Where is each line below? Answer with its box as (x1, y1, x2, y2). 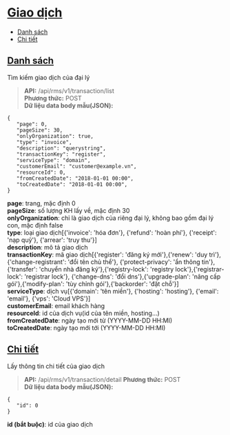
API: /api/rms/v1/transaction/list (23, 86, 115, 94)
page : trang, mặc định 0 (7, 199, 76, 208)
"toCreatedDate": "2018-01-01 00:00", (16, 181, 128, 188)
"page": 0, (16, 121, 48, 128)
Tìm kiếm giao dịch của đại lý (7, 73, 90, 81)
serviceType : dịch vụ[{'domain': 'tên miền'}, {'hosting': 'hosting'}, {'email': (7, 287, 219, 295)
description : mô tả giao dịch (7, 243, 88, 251)
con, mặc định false (7, 221, 63, 229)
